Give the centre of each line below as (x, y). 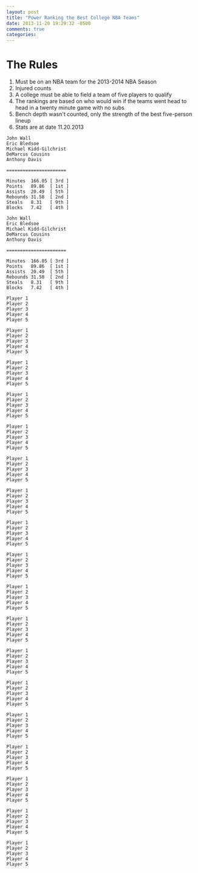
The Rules (32, 65)
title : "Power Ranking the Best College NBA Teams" (73, 18)
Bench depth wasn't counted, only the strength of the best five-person (104, 114)
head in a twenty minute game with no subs (70, 108)
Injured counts (33, 88)
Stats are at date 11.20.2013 (49, 127)
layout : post (23, 12)
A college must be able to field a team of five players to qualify (93, 95)
